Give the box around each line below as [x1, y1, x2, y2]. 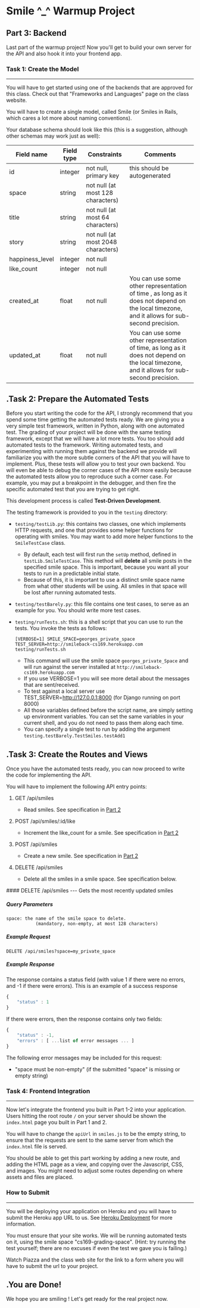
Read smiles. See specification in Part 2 [23, 806, 121, 813]
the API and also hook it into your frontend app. [6, 50, 122, 57]
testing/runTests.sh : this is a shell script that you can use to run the [14, 618, 183, 625]
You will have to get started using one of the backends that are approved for [6, 84, 193, 91]
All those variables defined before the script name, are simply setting [23, 706, 193, 714]
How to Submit [6, 1188, 50, 1197]
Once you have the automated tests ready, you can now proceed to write [6, 765, 185, 772]
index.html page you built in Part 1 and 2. [6, 1119, 107, 1126]
